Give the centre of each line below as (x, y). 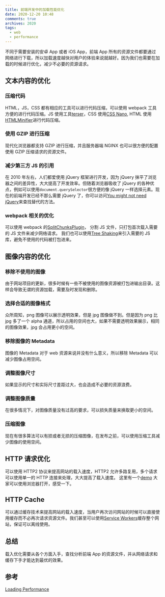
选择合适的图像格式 (28, 303)
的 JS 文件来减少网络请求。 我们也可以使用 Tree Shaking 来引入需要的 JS (78, 233)
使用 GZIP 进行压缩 (27, 134)
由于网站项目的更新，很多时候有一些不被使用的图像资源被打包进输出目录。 (80, 283)
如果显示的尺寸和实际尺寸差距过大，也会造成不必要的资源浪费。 (69, 385)
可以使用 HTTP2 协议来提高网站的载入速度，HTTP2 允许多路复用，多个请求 (81, 471)
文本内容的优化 (28, 81)
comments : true (21, 19)
